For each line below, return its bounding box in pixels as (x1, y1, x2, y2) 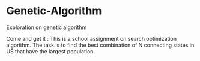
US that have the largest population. (6, 47, 95, 54)
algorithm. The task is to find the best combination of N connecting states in (6, 41, 195, 49)
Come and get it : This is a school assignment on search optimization (6, 35, 177, 42)
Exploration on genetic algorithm (6, 24, 87, 31)
